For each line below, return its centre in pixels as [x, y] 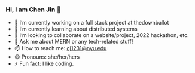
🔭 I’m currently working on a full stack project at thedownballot [92, 23]
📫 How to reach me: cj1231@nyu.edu [60, 48]
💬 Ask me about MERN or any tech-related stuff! [74, 42]
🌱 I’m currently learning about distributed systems [76, 29]
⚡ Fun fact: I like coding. [44, 64]
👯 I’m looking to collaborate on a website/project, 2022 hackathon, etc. [101, 35]
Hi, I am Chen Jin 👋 [33, 10]
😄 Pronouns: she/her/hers [47, 57]
